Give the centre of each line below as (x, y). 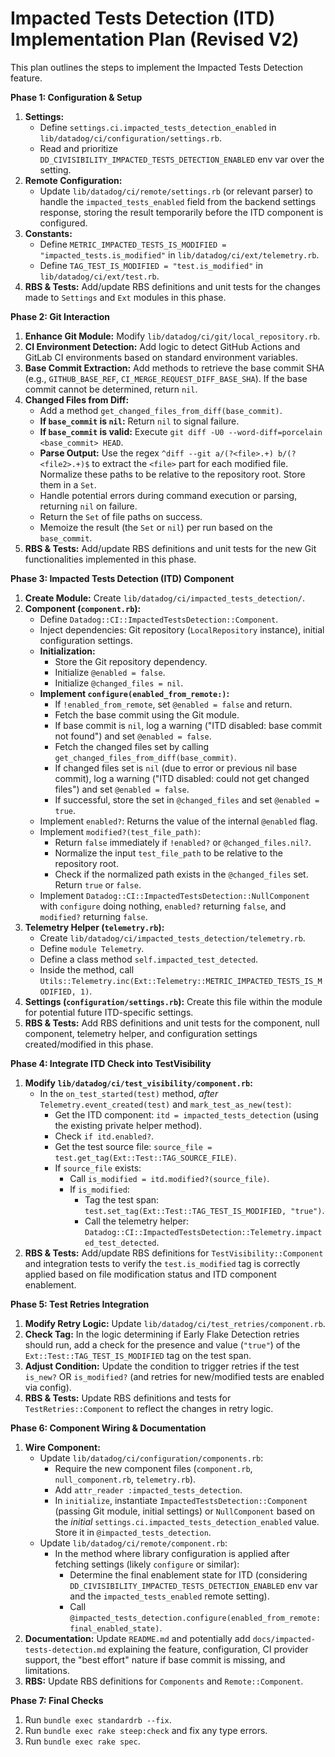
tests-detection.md (65, 1650)
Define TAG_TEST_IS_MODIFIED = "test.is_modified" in (151, 265)
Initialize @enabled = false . (110, 672)
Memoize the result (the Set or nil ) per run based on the (156, 527)
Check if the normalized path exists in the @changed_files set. (181, 874)
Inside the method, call (87, 969)
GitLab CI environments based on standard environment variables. (161, 357)
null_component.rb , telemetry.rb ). (125, 1479)
